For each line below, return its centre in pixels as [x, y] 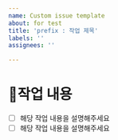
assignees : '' [32, 46]
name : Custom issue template [57, 16]
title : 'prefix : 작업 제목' [53, 30]
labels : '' [26, 38]
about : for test [35, 23]
